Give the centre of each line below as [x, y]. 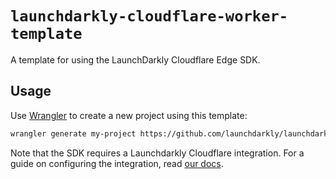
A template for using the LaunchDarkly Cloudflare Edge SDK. [135, 59]
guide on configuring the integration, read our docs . [117, 163]
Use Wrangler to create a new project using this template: [129, 115]
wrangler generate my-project [73, 133]
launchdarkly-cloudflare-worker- [149, 16]
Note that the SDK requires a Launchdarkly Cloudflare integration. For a [157, 153]
